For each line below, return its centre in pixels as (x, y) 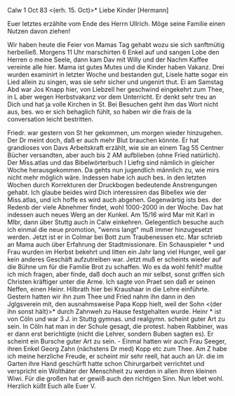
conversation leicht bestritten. (51, 119)
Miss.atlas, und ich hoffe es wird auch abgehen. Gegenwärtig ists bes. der (115, 200)
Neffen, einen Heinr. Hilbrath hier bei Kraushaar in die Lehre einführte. (108, 289)
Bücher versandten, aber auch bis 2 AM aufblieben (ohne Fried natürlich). (114, 155)
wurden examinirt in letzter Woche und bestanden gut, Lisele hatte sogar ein (117, 74)
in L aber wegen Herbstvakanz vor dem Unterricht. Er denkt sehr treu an (112, 97)
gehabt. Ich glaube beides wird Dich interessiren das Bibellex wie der (107, 192)
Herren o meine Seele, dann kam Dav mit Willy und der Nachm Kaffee (108, 60)
